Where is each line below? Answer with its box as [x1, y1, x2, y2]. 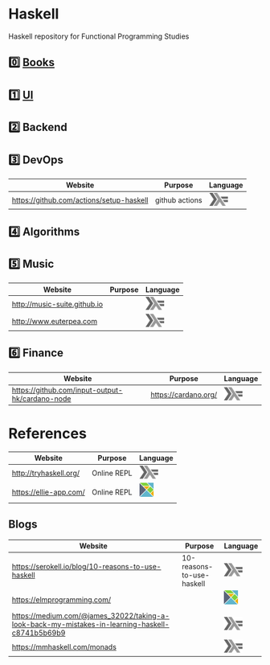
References [8, 425, 87, 443]
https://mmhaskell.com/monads [11, 642, 117, 651]
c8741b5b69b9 [11, 628, 66, 638]
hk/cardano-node [11, 394, 72, 404]
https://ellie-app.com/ [11, 487, 86, 497]
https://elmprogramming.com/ [11, 594, 112, 604]
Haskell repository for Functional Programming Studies [8, 31, 190, 41]
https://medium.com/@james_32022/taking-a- [11, 610, 170, 620]
